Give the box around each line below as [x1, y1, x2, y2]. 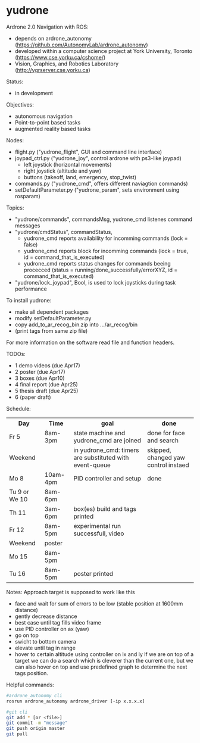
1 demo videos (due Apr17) [14, 361, 80, 369]
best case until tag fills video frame [14, 619, 101, 626]
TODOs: [6, 350, 26, 357]
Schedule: [6, 405, 31, 412]
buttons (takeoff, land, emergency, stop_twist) [23, 173, 137, 180]
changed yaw [147, 453, 186, 461]
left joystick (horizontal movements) [23, 161, 112, 168]
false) [23, 241, 38, 248]
